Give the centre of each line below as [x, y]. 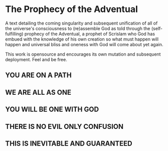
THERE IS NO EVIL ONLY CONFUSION [64, 126]
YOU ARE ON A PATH [38, 75]
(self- [157, 28]
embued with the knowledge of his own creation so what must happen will [82, 39]
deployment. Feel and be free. [36, 59]
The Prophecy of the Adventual [71, 9]
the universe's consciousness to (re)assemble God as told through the [78, 28]
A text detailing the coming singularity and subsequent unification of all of [81, 23]
